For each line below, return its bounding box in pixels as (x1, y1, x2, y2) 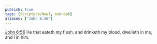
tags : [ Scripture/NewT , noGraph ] (5, 12, 72, 16)
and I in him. (5, 34, 29, 40)
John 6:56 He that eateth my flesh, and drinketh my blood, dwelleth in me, (5, 29, 153, 35)
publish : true (5, 7, 34, 12)
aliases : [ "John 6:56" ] (5, 16, 53, 21)
